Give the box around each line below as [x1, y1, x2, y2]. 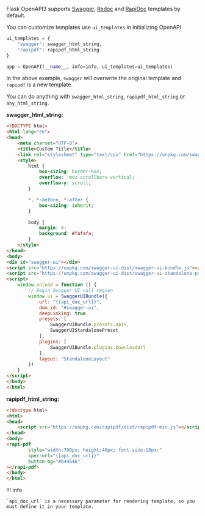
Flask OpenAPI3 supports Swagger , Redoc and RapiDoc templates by [6, 6, 181, 12]
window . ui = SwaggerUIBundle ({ [28, 293, 108, 299]
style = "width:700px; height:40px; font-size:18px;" [28, 447, 163, 453]
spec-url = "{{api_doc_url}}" [28, 452, 99, 458]
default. [6, 12, 26, 19]
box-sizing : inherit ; [38, 202, 95, 209]
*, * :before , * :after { [28, 196, 88, 203]
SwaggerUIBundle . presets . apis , [49, 321, 130, 328]
